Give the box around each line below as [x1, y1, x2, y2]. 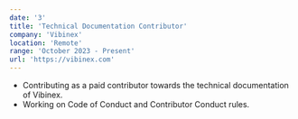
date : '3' [9, 13, 47, 23]
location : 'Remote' [9, 38, 83, 48]
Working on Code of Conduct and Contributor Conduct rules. [22, 99, 250, 109]
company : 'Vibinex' [9, 30, 83, 39]
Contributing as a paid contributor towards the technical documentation [22, 80, 289, 90]
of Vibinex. [22, 89, 63, 100]
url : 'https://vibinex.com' [9, 55, 116, 64]
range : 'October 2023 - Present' [9, 47, 135, 56]
